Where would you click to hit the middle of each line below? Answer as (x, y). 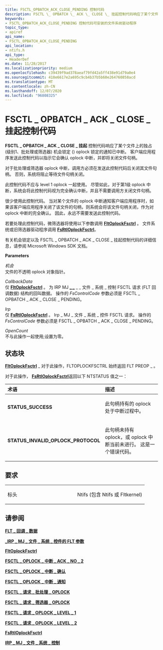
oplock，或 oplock (126, 437)
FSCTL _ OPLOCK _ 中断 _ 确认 (35, 571)
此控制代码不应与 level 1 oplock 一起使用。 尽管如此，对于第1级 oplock (75, 185)
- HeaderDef (17, 59)
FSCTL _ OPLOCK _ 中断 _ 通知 (35, 581)
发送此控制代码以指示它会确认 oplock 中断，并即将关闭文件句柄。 (74, 158)
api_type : (15, 55)
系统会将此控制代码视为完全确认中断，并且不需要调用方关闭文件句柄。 (83, 191)
